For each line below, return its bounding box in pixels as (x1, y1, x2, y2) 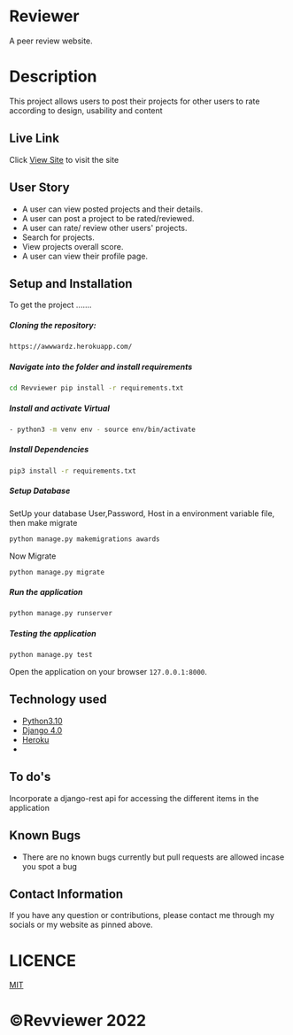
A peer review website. (9, 35, 93, 46)
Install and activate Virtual (9, 403, 111, 413)
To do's (9, 769, 51, 784)
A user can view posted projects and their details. (21, 204, 204, 214)
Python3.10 (21, 715, 64, 726)
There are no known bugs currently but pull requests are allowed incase (21, 852, 285, 862)
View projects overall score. (21, 241, 124, 251)
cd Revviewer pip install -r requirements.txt (9, 383, 184, 393)
